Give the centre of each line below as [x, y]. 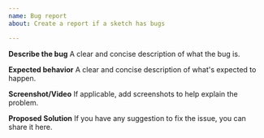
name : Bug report [38, 16]
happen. [22, 78]
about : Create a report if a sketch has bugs [87, 24]
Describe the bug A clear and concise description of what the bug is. [124, 54]
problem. [24, 102]
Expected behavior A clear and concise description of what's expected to [132, 69]
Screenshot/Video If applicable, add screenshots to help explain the [123, 93]
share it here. [30, 127]
